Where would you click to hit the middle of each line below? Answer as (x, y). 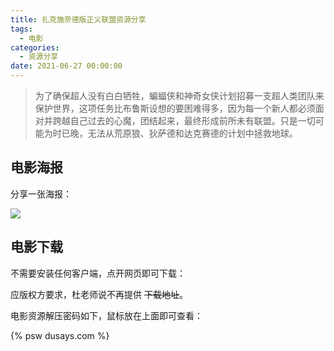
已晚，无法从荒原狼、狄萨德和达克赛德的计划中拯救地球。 (179, 133)
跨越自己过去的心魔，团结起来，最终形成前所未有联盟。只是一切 (184, 120)
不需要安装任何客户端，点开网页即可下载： (98, 273)
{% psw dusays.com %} (60, 335)
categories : (35, 47)
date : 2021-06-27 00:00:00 (66, 66)
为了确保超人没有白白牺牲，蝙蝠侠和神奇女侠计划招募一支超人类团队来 (179, 95)
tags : (21, 29)
